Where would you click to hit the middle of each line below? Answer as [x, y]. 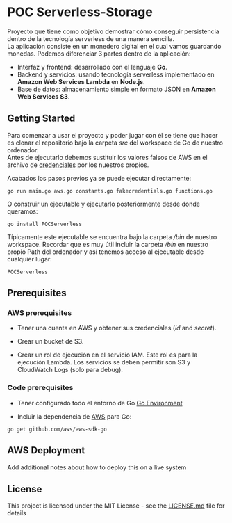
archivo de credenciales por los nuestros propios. [78, 165]
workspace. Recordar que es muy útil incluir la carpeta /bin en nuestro [108, 244]
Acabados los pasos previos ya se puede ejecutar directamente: [99, 178]
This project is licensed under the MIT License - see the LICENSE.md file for [116, 506]
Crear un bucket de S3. [50, 341]
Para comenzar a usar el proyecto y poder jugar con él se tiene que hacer [113, 135]
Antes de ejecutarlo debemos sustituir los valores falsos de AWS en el [107, 157]
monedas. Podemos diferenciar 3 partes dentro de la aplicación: [99, 54]
